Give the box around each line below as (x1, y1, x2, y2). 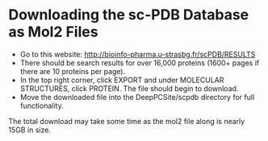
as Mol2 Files (8, 23, 98, 41)
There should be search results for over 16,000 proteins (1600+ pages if (19, 58, 260, 68)
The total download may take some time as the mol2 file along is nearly (8, 116, 245, 126)
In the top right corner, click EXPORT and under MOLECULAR (19, 75, 224, 85)
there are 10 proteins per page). (19, 66, 126, 76)
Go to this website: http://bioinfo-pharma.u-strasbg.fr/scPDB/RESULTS (19, 49, 256, 59)
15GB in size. (8, 125, 51, 135)
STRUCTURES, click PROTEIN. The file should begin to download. (19, 83, 239, 93)
